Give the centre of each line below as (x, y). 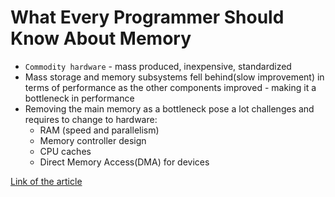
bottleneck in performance (79, 98)
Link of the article (46, 181)
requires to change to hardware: (91, 119)
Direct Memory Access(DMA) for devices (124, 162)
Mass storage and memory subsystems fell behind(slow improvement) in (174, 77)
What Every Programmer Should (147, 17)
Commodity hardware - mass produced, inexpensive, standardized (158, 66)
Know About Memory (101, 38)
